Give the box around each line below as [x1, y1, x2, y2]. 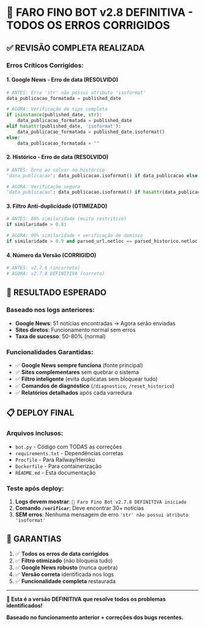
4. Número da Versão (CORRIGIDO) [6, 251, 96, 258]
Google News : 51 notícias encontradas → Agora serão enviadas [15, 319, 176, 327]
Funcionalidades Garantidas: [6, 347, 93, 356]
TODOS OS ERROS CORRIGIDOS [6, 18, 170, 32]
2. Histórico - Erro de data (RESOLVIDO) [6, 154, 109, 161]
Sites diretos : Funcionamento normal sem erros [15, 326, 136, 333]
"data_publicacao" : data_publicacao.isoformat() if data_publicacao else [6, 172, 198, 179]
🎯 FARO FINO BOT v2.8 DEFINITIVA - [6, 5, 193, 19]
